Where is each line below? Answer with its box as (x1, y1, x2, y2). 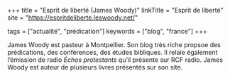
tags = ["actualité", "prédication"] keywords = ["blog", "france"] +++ (7, 27, 208, 35)
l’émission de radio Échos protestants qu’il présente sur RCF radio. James (7, 56, 224, 64)
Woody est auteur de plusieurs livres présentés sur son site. (7, 63, 183, 71)
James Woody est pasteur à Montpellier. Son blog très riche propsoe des (7, 41, 221, 48)
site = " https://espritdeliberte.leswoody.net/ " (7, 13, 138, 22)
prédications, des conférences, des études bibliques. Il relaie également (7, 48, 218, 56)
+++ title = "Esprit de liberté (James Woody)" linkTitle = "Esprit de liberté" (7, 6, 224, 14)
